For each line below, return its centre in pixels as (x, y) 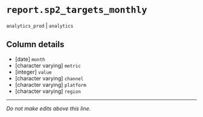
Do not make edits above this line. (49, 108)
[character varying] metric (48, 65)
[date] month (30, 59)
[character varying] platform (50, 84)
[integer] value (34, 72)
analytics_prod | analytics (40, 25)
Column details (35, 44)
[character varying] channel (49, 78)
